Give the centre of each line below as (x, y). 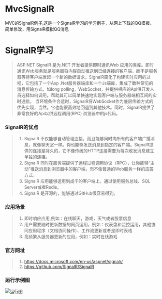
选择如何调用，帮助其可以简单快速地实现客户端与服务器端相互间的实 (89, 95)
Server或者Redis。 (43, 187)
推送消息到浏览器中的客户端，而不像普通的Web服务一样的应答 (92, 169)
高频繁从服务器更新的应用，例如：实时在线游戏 (71, 237)
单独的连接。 (37, 157)
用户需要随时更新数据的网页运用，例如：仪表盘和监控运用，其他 (88, 225)
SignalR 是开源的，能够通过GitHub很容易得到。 (71, 193)
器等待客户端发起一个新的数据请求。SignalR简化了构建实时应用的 (81, 77)
